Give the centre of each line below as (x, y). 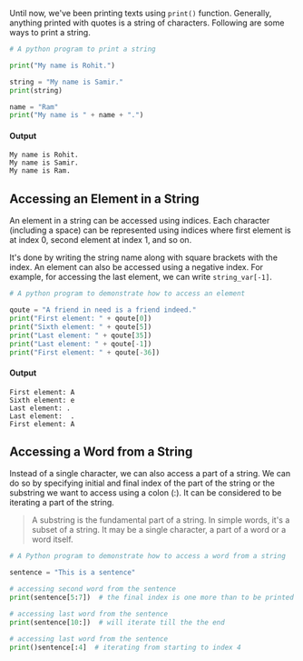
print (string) (36, 90)
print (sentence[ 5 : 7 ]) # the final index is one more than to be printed (152, 598)
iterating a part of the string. (62, 503)
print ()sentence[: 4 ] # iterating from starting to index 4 (126, 647)
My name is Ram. (40, 171)
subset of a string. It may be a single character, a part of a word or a (159, 530)
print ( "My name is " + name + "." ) (77, 115)
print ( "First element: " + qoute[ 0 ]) (81, 319)
